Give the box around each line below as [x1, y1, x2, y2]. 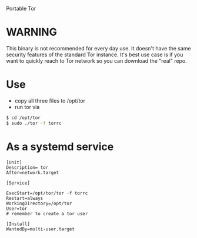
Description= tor [6, 164, 49, 171]
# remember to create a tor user [6, 210, 88, 216]
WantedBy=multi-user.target [6, 226, 75, 232]
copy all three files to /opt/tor [14, 97, 86, 104]
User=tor [6, 205, 28, 212]
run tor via [14, 103, 40, 110]
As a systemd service [6, 140, 114, 153]
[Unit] [6, 159, 22, 165]
